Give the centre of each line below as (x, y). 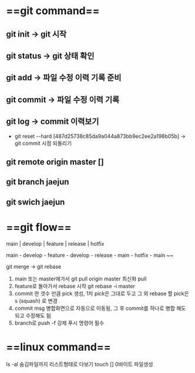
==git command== (53, 11)
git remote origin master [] (55, 162)
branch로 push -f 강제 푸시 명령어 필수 (59, 323)
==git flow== (39, 227)
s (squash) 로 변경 (36, 301)
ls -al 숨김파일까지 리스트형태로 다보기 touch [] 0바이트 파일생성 (80, 364)
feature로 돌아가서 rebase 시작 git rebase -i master (75, 286)
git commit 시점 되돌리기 (43, 143)
